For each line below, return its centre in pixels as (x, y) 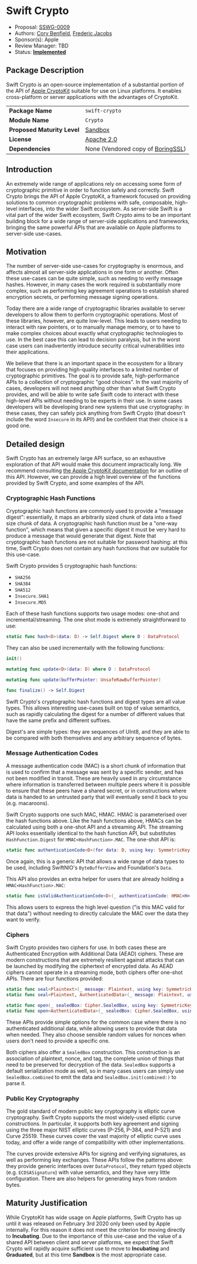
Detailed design (35, 444)
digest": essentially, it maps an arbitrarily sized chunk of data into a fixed (94, 517)
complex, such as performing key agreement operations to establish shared (97, 291)
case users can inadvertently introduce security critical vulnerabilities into (95, 346)
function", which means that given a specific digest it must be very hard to (96, 530)
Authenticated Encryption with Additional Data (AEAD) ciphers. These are (95, 954)
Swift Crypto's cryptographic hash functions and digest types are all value (96, 701)
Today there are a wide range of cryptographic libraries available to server (96, 308)
